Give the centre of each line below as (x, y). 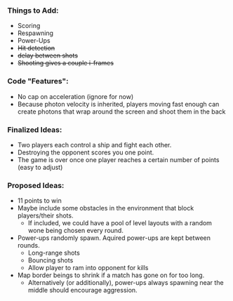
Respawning (35, 33)
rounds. (28, 246)
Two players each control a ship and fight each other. (94, 145)
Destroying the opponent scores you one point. (86, 152)
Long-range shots (54, 253)
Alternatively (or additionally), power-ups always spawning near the (126, 283)
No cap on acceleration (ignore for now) (75, 96)
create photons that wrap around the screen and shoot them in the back (121, 112)
